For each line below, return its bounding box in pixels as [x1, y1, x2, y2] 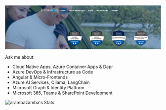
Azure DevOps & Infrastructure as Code [12, 69, 93, 75]
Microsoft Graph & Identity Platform [12, 85, 85, 91]
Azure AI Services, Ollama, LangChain [12, 79, 90, 85]
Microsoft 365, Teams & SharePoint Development [12, 90, 113, 96]
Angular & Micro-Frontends [12, 74, 68, 80]
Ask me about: [5, 54, 35, 60]
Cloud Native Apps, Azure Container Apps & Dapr [12, 64, 113, 70]
